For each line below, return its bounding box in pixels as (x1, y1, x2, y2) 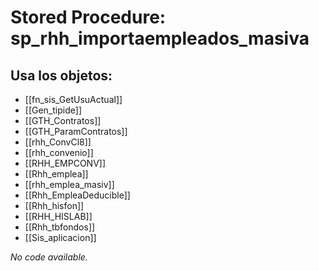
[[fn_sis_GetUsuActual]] (24, 94, 123, 105)
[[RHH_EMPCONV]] (24, 157, 107, 169)
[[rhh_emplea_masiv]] (24, 179, 115, 190)
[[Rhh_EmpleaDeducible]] (24, 189, 131, 201)
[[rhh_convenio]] (24, 147, 94, 158)
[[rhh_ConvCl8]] (24, 136, 92, 148)
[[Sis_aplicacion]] (24, 232, 97, 243)
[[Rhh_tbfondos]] (24, 221, 96, 233)
